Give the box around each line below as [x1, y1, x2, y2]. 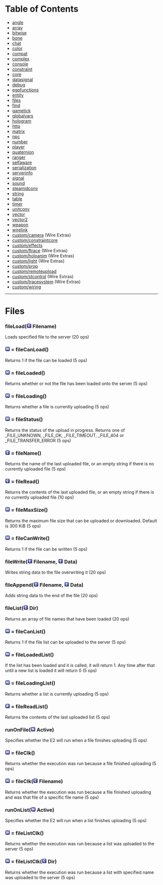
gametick [12, 107, 31, 113]
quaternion [12, 149, 34, 155]
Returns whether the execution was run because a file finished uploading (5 [5, 761, 157, 766]
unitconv [12, 206, 30, 212]
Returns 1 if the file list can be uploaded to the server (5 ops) [5, 639, 126, 645]
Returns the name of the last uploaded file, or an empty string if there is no [5, 461, 154, 466]
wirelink [12, 227, 28, 233]
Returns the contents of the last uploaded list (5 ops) [5, 714, 111, 720]
